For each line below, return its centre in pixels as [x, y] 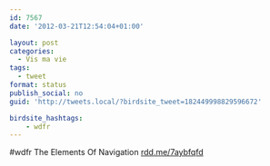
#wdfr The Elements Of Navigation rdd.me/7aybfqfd [107, 152]
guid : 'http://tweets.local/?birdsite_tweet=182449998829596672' [135, 102]
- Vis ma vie [42, 60]
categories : [32, 51]
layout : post [34, 43]
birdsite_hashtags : [46, 118]
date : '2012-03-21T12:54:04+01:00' [77, 26]
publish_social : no [46, 93]
